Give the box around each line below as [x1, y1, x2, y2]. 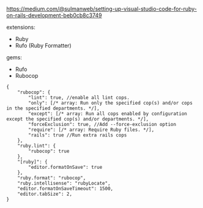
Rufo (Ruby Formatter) [15, 42, 72, 49]
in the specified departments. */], [6, 105, 100, 111]
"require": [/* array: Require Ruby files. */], [28, 127, 155, 133]
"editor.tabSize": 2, [17, 191, 72, 197]
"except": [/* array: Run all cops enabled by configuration [28, 111, 188, 117]
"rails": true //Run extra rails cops [28, 132, 127, 138]
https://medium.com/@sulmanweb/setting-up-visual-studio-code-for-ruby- [6, 6, 197, 12]
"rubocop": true [28, 148, 70, 154]
